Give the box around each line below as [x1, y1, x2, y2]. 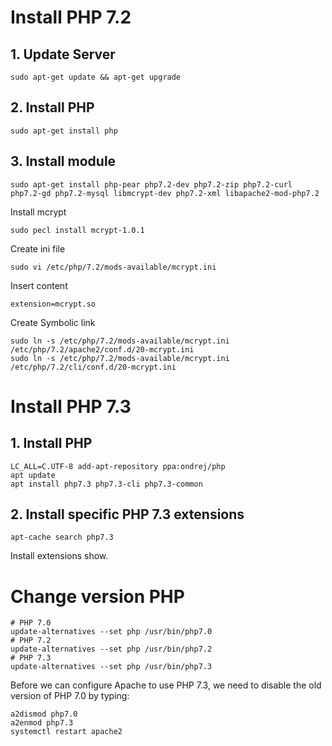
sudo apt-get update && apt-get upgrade [10, 72, 182, 82]
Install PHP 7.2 [10, 6, 132, 29]
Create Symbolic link [10, 316, 96, 328]
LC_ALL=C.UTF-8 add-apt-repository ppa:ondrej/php [10, 461, 226, 471]
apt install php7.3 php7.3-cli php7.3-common [10, 479, 203, 489]
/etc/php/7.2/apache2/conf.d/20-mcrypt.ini [10, 344, 195, 355]
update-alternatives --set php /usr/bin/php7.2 [10, 644, 213, 655]
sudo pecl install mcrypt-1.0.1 [10, 225, 145, 235]
